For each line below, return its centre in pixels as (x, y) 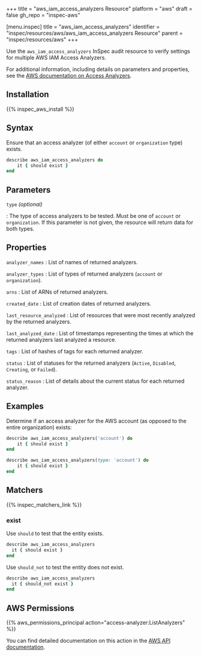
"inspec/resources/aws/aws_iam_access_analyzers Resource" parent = (94, 33)
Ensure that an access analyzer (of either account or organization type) (94, 142)
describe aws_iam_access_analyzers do (55, 160)
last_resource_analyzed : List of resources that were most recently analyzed (101, 315)
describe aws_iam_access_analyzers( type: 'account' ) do (77, 460)
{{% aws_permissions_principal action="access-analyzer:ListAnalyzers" (96, 623)
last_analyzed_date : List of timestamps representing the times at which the (100, 333)
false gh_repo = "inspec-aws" (43, 15)
